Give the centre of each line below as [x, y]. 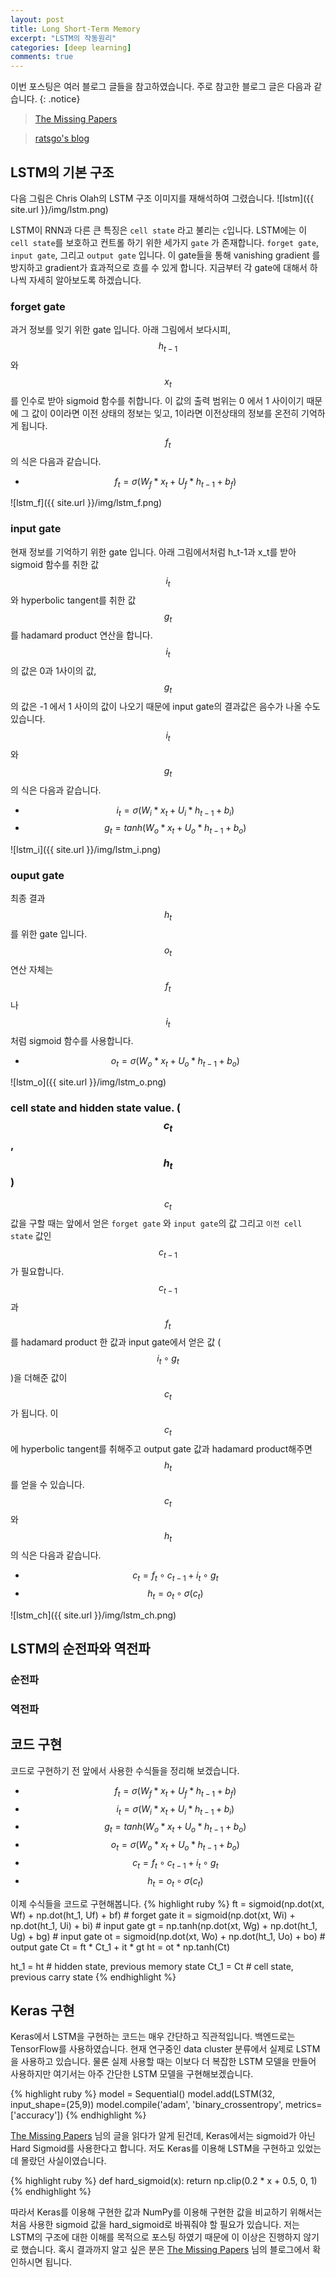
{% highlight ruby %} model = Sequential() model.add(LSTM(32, [143, 2094]
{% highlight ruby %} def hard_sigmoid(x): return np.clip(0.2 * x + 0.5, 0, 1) [164, 2181]
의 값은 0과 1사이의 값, [53, 671]
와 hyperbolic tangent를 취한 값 [73, 600]
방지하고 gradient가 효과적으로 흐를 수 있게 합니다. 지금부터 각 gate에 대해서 [159, 267]
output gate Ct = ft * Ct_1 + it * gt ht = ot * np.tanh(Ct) [120, 1947]
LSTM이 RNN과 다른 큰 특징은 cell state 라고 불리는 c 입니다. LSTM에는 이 [159, 230]
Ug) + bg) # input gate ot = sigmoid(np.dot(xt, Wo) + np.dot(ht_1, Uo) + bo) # [168, 1936]
